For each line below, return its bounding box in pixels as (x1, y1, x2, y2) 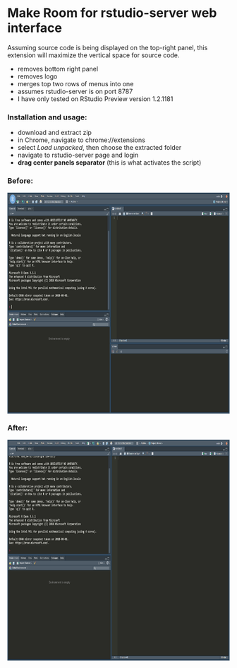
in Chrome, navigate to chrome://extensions (17, 136, 146, 144)
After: (7, 423, 28, 433)
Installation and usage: (7, 112, 87, 122)
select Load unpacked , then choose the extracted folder (17, 143, 182, 152)
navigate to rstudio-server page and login (17, 151, 139, 160)
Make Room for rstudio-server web (7, 5, 217, 21)
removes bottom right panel (17, 64, 99, 73)
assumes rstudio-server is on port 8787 (17, 87, 133, 95)
